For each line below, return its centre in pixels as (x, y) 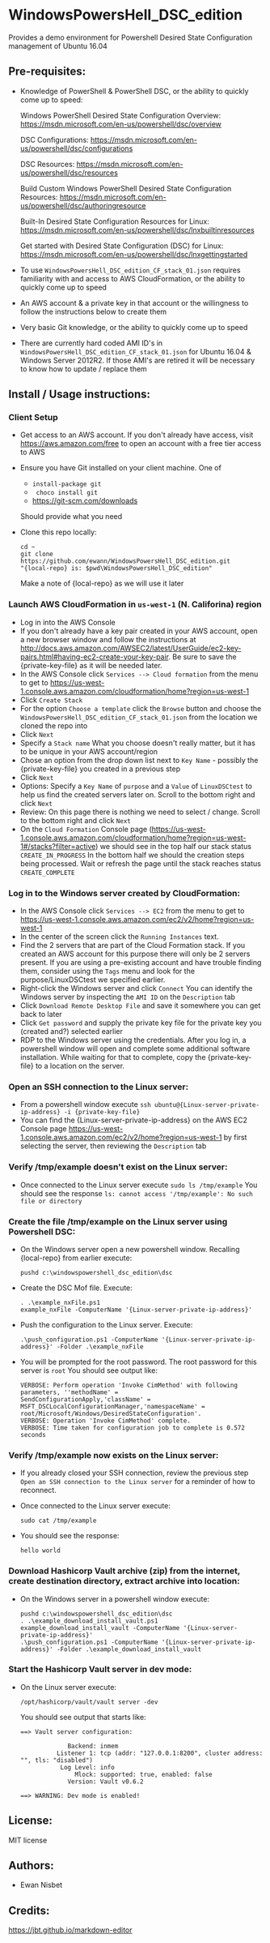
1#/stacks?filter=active (58, 846)
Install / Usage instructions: (80, 395)
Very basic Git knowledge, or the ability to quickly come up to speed (134, 327)
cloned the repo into (54, 725)
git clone (37, 554)
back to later (41, 1014)
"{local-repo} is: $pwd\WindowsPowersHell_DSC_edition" (116, 568)
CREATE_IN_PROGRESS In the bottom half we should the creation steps (132, 855)
